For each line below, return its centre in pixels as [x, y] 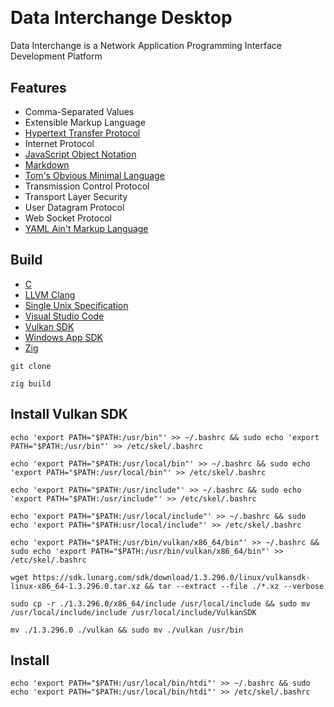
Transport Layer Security [76, 196]
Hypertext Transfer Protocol [82, 133]
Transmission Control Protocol [87, 186]
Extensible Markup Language [85, 122]
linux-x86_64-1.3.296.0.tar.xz [75, 586]
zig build [31, 383]
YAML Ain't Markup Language [86, 228]
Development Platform [56, 56]
